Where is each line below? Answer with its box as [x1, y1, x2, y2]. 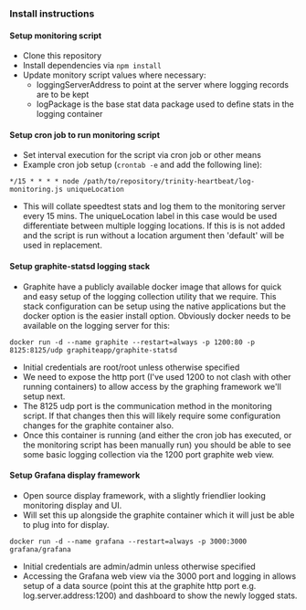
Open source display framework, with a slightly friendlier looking [22, 489, 267, 500]
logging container [36, 109, 103, 120]
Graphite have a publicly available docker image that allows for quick [22, 281, 282, 292]
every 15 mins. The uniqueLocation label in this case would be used [22, 211, 278, 222]
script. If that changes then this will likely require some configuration [22, 410, 281, 421]
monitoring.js [9, 185, 64, 195]
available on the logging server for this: [22, 320, 171, 331]
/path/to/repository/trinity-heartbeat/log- [82, 177, 256, 186]
